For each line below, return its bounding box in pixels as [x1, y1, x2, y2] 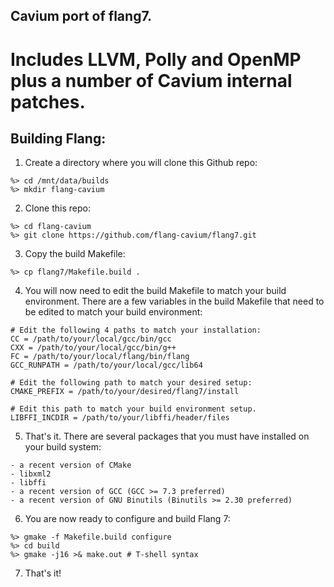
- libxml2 [10, 469, 52, 479]
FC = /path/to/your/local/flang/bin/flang [10, 352, 190, 362]
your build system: [24, 441, 102, 453]
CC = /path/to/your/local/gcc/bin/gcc [10, 334, 172, 344]
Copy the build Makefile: [24, 248, 126, 260]
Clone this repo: [24, 202, 91, 214]
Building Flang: [10, 130, 107, 147]
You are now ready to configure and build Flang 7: [24, 513, 231, 525]
